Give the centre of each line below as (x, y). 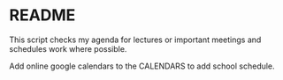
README (42, 15)
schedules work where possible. (68, 48)
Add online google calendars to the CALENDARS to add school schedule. (142, 66)
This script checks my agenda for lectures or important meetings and (135, 40)
